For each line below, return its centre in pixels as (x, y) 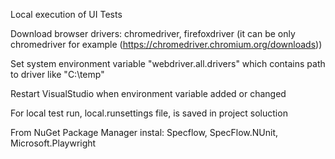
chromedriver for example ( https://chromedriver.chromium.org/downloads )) (166, 44)
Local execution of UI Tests (66, 14)
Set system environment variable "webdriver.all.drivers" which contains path (168, 63)
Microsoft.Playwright (53, 143)
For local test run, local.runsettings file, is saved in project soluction (149, 113)
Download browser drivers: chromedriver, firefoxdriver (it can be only (153, 33)
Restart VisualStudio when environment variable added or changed (148, 93)
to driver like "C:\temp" (57, 74)
